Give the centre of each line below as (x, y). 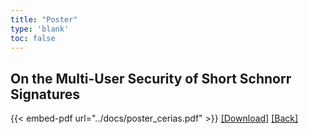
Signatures (45, 94)
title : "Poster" (44, 19)
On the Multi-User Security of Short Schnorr (151, 78)
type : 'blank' (40, 29)
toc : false (33, 38)
